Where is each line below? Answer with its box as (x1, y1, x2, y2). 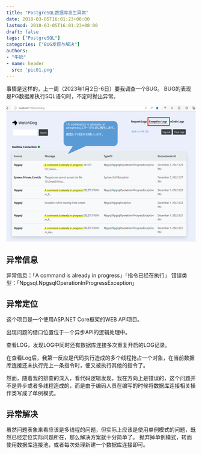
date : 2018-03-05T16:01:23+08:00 (6, 16, 90, 22)
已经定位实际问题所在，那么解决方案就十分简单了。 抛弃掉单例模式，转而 (11, 434, 192, 441)
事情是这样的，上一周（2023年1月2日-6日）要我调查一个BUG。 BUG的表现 (6, 85, 191, 92)
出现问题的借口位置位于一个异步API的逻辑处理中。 (6, 329, 131, 336)
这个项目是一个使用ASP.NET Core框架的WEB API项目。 (6, 316, 143, 323)
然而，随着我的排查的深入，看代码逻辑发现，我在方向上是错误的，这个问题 (6, 375, 191, 382)
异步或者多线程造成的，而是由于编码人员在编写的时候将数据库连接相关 (16, 382, 191, 390)
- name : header (6, 60, 44, 66)
